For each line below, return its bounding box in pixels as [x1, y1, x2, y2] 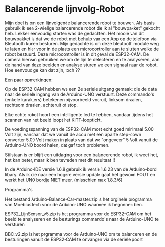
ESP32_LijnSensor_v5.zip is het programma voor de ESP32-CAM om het [5, 211, 152, 217]
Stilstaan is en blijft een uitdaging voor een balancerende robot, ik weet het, [5, 152, 159, 158]
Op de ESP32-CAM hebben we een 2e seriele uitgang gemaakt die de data [5, 86, 157, 92]
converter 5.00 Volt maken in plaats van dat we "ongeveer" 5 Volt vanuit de [5, 137, 158, 143]
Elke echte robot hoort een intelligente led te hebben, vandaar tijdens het [5, 111, 153, 117]
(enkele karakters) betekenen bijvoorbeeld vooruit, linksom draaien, [5, 96, 142, 102]
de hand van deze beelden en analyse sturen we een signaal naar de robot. [5, 62, 158, 68]
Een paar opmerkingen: [5, 77, 53, 82]
